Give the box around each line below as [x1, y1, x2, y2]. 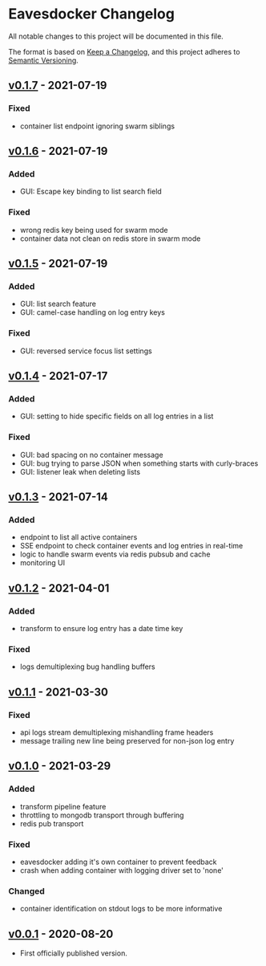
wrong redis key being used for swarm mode [19, 225, 168, 234]
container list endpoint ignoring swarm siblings [19, 121, 175, 131]
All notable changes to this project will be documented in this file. [8, 31, 224, 41]
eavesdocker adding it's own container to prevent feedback [19, 857, 218, 866]
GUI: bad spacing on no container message [19, 450, 163, 459]
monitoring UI [19, 558, 66, 568]
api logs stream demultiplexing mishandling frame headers [19, 728, 214, 737]
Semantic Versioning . [8, 55, 79, 65]
